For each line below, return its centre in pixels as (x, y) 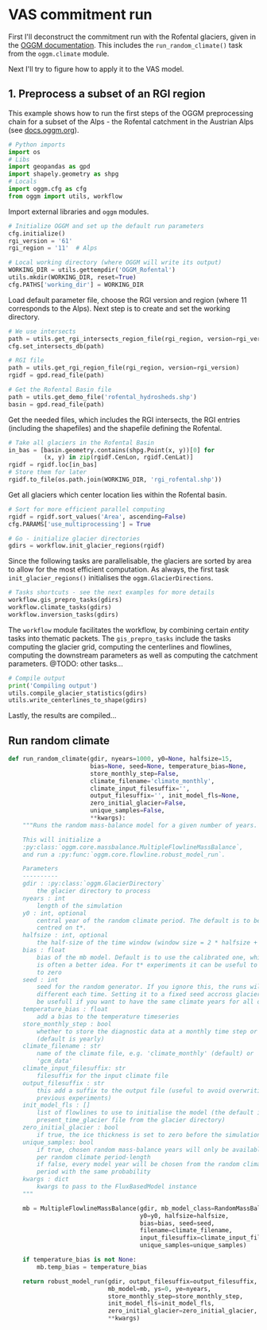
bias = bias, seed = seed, (177, 1223)
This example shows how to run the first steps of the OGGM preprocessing (131, 113)
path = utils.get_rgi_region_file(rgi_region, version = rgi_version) (124, 368)
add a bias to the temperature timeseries (108, 1016)
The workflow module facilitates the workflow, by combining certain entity (128, 630)
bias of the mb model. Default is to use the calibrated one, (142, 957)
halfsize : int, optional (66, 936)
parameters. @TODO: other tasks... (66, 663)
